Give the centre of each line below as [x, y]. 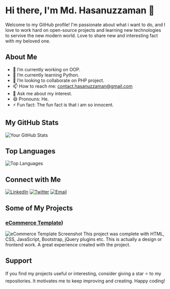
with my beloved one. [28, 41]
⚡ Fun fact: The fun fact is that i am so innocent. [63, 105]
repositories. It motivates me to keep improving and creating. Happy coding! [85, 281]
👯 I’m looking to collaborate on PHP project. [58, 80]
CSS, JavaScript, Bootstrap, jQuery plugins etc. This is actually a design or [84, 239]
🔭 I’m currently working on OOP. [46, 69]
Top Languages [30, 151]
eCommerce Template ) [34, 222]
